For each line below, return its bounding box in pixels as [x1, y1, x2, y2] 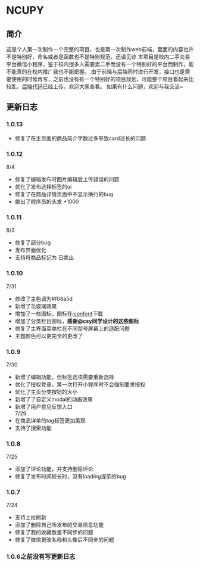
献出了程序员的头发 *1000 [14, 198, 79, 205]
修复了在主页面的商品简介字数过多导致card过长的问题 [14, 135, 146, 142]
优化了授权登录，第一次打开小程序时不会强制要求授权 [14, 381, 146, 388]
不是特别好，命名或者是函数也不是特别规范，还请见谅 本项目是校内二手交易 [6, 53, 190, 60]
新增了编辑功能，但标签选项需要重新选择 [14, 373, 114, 380]
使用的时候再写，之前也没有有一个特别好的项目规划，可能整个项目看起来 [11, 76, 189, 82]
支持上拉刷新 [14, 514, 46, 521]
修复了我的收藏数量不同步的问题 [14, 528, 93, 536]
